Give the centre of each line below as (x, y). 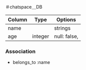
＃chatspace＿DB (24, 7)
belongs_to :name (31, 62)
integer (41, 36)
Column (18, 20)
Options (66, 20)
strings (62, 28)
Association (20, 51)
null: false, (66, 36)
